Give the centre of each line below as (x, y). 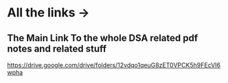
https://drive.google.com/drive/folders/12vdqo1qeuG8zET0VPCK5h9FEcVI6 (114, 65)
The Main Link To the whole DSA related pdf (103, 38)
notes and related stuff (57, 48)
